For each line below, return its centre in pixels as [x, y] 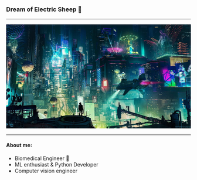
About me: [19, 145]
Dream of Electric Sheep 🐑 [44, 9]
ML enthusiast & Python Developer [56, 164]
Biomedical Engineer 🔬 [42, 158]
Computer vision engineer [46, 171]
